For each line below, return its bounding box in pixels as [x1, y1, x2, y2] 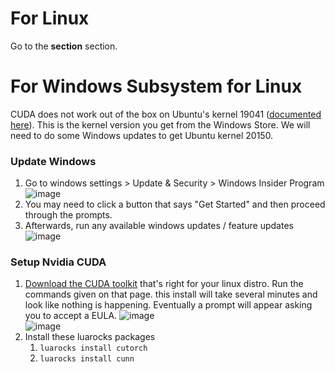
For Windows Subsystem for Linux [10, 75, 303, 98]
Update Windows [10, 154, 97, 168]
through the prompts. [24, 209, 113, 221]
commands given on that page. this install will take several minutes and [24, 288, 318, 301]
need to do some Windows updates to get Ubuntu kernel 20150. [10, 129, 274, 141]
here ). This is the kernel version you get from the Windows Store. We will [10, 118, 311, 131]
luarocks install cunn [39, 354, 135, 364]
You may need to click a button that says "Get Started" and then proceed [24, 198, 326, 211]
